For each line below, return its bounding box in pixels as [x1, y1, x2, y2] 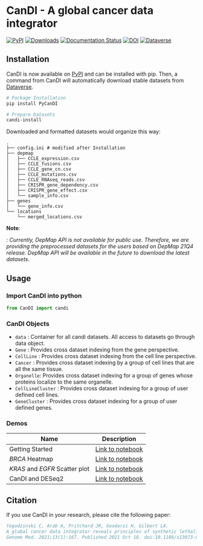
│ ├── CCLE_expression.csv [6, 156, 80, 162]
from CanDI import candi [6, 305, 69, 311]
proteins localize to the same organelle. [14, 378, 114, 385]
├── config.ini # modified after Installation [6, 145, 126, 151]
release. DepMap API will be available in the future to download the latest [6, 249, 190, 256]
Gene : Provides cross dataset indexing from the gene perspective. [14, 346, 179, 353]
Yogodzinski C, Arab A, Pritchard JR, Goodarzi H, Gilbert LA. [6, 523, 169, 529]
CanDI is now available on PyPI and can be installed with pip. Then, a [6, 70, 178, 78]
